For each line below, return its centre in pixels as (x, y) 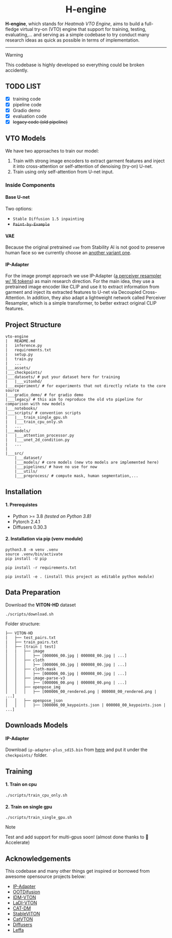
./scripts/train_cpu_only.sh (36, 795)
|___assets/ (18, 368)
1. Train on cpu (21, 784)
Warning (14, 54)
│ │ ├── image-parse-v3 (35, 678)
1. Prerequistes (21, 505)
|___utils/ (26, 472)
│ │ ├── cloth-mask (31, 669)
